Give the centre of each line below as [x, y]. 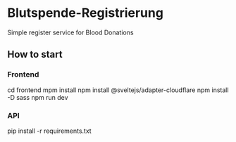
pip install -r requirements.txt [49, 131]
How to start [35, 54]
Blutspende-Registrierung [86, 13]
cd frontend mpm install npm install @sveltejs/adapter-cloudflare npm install [118, 90]
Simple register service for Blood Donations [70, 32]
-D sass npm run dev [38, 97]
